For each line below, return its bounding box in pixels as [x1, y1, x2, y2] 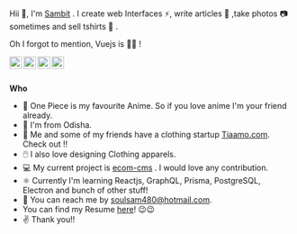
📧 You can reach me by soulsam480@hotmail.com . [22, 194, 212, 205]
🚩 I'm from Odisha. [22, 120, 93, 130]
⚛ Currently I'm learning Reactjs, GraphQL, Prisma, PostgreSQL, [22, 175, 261, 185]
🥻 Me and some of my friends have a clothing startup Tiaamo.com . [22, 130, 270, 139]
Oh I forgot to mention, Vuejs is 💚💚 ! [9, 39, 142, 49]
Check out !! [22, 139, 68, 149]
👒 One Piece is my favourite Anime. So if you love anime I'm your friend [22, 101, 287, 111]
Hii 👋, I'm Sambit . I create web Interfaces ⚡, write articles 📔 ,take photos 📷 [9, 8, 288, 19]
